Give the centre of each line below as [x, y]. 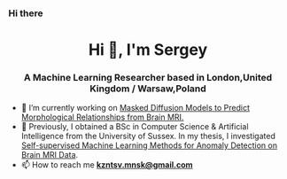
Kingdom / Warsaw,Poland [148, 89]
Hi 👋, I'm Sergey [148, 50]
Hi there [26, 13]
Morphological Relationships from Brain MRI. [102, 117]
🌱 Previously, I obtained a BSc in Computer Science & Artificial [135, 127]
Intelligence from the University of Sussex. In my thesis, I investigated [148, 136]
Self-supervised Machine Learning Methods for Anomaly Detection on [149, 145]
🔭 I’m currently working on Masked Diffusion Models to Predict [135, 108]
